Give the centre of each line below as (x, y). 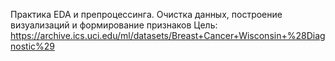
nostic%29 (32, 46)
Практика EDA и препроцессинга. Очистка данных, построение (146, 14)
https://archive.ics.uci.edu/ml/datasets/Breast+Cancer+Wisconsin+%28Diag (168, 35)
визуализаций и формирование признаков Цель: (114, 25)
